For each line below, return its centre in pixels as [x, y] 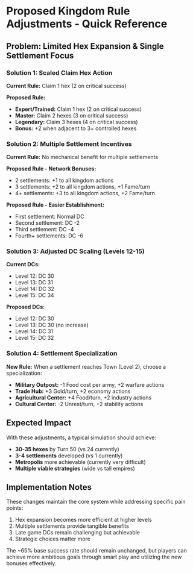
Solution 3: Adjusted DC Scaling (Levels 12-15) [75, 251]
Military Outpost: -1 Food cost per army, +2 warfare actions [90, 384]
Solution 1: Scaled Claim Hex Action [59, 72]
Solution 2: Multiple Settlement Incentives [69, 144]
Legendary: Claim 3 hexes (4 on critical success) [76, 122]
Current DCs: [23, 265]
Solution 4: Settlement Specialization [62, 354]
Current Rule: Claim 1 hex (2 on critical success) [66, 86]
